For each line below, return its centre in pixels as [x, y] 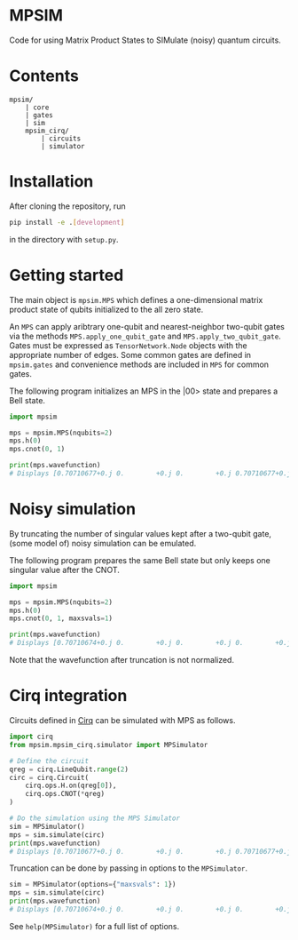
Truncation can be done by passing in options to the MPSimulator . [129, 868]
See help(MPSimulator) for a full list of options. [94, 926]
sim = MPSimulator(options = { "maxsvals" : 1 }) [93, 885]
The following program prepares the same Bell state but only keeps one [140, 560]
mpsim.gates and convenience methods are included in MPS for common [139, 364]
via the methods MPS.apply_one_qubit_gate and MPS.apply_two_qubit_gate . [145, 336]
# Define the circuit [49, 761]
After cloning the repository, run [67, 206]
